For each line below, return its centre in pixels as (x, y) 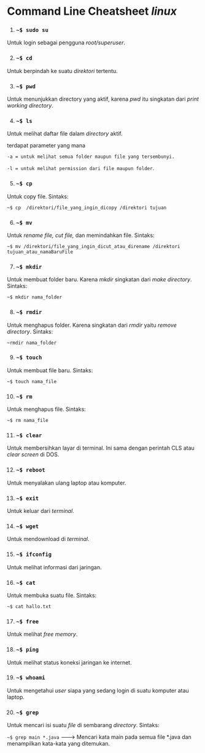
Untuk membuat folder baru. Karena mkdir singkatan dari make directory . (99, 279)
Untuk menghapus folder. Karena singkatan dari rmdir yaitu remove (92, 325)
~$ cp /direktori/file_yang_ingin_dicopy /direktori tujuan (87, 208)
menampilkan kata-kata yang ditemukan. (58, 744)
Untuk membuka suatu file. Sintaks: (52, 595)
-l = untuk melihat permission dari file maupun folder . (81, 168)
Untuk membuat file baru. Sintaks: (50, 370)
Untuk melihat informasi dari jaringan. (54, 567)
